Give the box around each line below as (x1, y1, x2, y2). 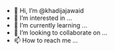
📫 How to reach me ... (13, 37, 78, 44)
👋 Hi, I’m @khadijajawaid (13, 7, 84, 14)
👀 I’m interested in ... (13, 14, 73, 22)
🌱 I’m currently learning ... (13, 21, 88, 29)
